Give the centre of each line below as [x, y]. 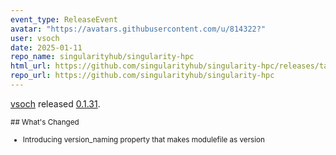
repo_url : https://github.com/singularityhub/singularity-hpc [142, 76]
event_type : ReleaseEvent [64, 19]
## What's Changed [45, 122]
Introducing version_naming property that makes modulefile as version [143, 139]
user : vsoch [35, 38]
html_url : [31, 66]
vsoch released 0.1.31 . [55, 103]
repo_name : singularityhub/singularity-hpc [102, 57]
